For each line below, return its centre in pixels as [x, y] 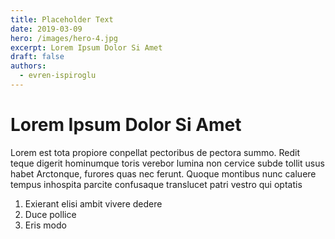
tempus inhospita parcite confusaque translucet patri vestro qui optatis [156, 184]
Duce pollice [50, 214]
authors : [28, 66]
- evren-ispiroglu [58, 76]
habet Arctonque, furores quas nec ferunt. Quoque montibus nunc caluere [163, 173]
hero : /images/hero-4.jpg [64, 38]
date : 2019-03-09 [46, 29]
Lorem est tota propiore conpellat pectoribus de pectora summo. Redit [155, 152]
